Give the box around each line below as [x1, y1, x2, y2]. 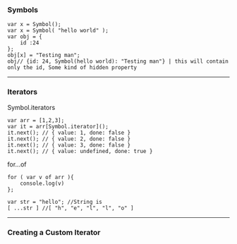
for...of [7, 160, 27, 169]
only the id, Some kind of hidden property [7, 64, 138, 71]
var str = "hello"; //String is [7, 198, 102, 205]
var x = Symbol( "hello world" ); [7, 27, 109, 35]
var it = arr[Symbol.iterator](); [7, 123, 109, 130]
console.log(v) [20, 180, 65, 187]
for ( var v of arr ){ [7, 173, 74, 181]
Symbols [7, 5, 39, 15]
